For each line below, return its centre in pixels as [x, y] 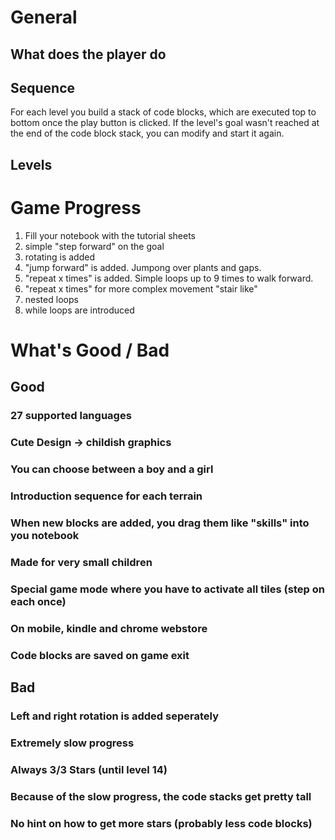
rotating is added [59, 257]
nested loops [51, 299]
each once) [38, 601]
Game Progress [76, 207]
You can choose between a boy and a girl [112, 469]
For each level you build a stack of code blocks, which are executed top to [163, 112]
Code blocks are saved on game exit [100, 655]
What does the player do [88, 54]
